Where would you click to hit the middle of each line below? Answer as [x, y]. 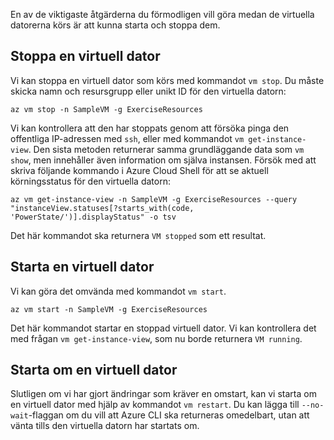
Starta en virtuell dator [82, 267]
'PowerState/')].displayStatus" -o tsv [93, 217]
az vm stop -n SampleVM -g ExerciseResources [106, 109]
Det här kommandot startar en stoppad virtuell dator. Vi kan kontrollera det [163, 328]
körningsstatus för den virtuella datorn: [90, 181]
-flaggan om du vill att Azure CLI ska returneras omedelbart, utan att [169, 415]
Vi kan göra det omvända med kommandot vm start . [118, 291]
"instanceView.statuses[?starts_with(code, [102, 208]
